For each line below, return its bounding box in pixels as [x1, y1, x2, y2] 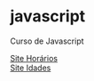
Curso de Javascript [10, 36, 84, 46]
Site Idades [10, 62, 51, 73]
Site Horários [10, 53, 59, 63]
